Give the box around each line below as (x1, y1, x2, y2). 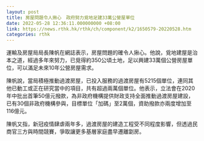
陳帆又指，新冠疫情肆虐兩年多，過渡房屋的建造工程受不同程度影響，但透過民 (6, 120, 198, 128)
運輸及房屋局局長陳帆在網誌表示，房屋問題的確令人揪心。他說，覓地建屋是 (6, 49, 192, 57)
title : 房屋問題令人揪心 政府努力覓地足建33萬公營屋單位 (6, 15, 135, 21)
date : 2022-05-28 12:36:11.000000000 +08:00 (6, 20, 121, 26)
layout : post (6, 9, 39, 15)
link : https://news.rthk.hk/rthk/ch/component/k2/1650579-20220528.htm (6, 26, 191, 32)
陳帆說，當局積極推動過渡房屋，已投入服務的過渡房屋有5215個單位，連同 (6, 77, 188, 84)
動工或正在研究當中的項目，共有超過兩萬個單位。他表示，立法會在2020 (16, 84, 195, 92)
